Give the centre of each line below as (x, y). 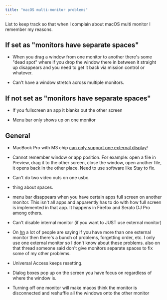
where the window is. (34, 278)
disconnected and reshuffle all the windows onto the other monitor (81, 293)
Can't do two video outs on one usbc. (51, 178)
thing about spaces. (33, 187)
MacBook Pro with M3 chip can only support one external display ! (80, 148)
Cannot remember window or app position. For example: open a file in (84, 157)
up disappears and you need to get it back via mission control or (78, 67)
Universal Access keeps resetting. (47, 263)
